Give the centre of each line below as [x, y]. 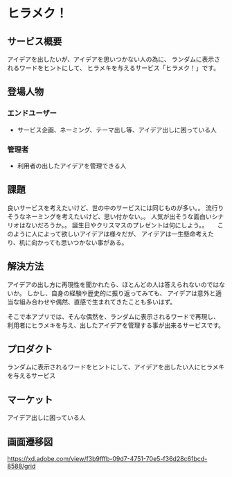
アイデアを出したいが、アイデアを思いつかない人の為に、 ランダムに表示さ [114, 59]
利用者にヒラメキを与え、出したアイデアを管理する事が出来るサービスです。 [116, 325]
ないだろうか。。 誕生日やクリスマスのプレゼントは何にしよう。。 [117, 225]
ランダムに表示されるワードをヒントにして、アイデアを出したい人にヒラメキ [116, 367]
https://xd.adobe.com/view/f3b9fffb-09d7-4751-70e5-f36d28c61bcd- [107, 459]
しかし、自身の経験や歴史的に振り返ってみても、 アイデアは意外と [121, 293]
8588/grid [21, 466]
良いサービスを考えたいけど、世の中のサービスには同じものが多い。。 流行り [116, 207]
